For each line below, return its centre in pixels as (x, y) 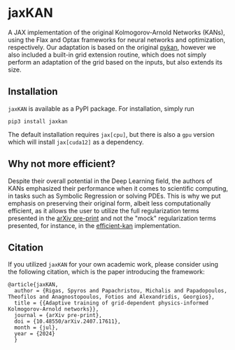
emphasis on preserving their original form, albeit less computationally (109, 203)
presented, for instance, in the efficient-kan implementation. (94, 225)
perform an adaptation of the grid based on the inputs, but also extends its (115, 62)
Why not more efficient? (62, 164)
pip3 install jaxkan (38, 121)
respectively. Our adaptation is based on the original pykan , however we (112, 47)
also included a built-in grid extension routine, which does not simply (107, 55)
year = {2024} (35, 334)
